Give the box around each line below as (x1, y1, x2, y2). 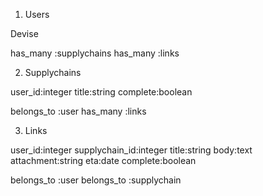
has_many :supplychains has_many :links (10, 47, 180, 59)
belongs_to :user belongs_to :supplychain (10, 174, 182, 186)
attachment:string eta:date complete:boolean (10, 155, 197, 166)
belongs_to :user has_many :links (10, 105, 147, 117)
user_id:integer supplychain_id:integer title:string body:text (10, 144, 253, 156)
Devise (10, 28, 39, 39)
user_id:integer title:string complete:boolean (10, 86, 193, 98)
